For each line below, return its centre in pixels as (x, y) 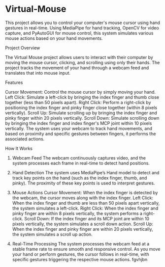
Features (14, 82)
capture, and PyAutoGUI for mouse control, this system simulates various (79, 33)
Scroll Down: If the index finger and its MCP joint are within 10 (87, 218)
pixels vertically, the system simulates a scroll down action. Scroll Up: (83, 224)
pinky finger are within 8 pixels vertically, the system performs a (77, 213)
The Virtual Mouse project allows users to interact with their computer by (79, 57)
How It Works (19, 148)
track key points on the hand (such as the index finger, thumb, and (80, 178)
